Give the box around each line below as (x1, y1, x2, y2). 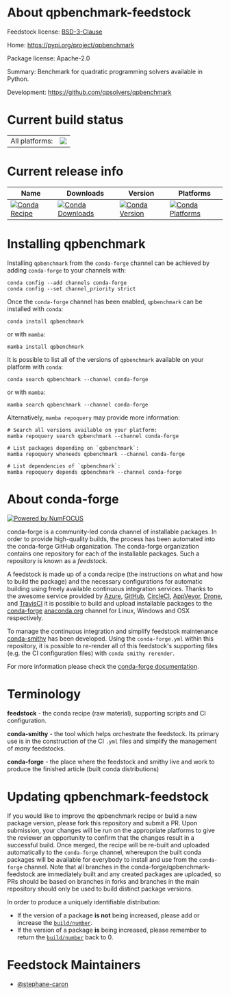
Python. (7, 74, 29, 83)
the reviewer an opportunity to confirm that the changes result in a (7, 833, 195, 842)
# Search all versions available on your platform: (7, 426, 157, 433)
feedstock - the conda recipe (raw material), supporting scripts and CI (7, 709, 207, 717)
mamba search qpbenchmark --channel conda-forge (7, 401, 149, 408)
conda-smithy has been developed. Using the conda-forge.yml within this (7, 634, 214, 643)
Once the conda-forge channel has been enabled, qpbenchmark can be (7, 297, 203, 306)
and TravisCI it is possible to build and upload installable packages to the (7, 599, 213, 607)
